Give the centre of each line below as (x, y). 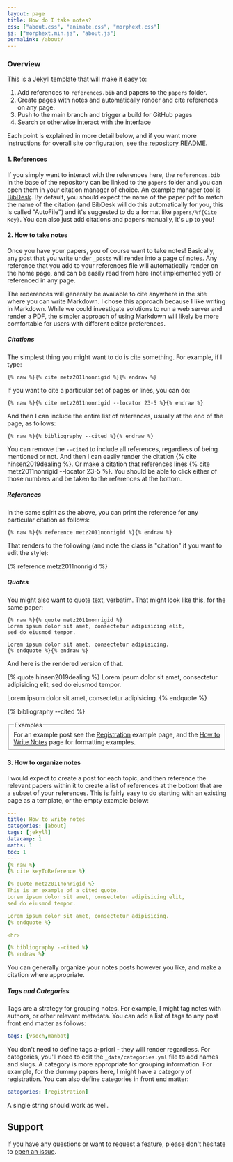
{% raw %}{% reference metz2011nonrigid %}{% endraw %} (90, 532)
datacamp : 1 (24, 839)
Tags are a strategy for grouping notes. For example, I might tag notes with (114, 1009)
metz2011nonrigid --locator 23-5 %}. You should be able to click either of (112, 471)
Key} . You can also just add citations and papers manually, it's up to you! (111, 219)
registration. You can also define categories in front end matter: (98, 1079)
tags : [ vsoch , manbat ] (39, 1036)
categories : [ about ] (37, 826)
